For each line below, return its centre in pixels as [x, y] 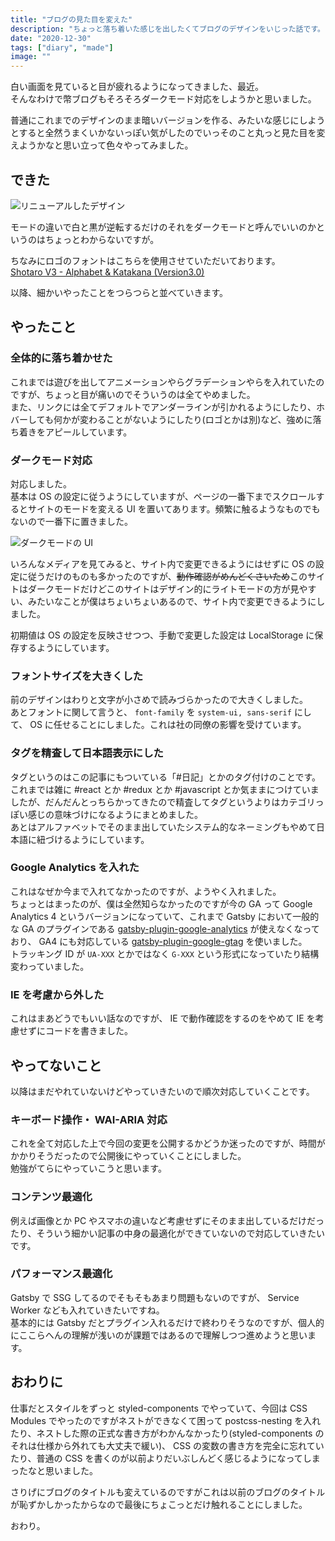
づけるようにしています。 [97, 839]
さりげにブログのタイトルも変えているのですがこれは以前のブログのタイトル [168, 1492]
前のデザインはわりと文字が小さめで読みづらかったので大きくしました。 [159, 700]
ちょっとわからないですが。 [102, 239]
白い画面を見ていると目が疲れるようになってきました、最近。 [137, 87]
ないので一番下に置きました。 [71, 521]
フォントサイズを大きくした [77, 676]
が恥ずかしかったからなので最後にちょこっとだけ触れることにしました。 [159, 1504]
